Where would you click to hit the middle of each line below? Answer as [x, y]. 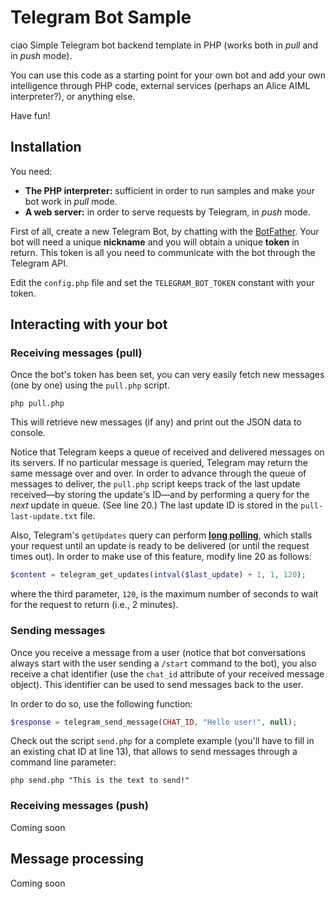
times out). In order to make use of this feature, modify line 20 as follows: [161, 557]
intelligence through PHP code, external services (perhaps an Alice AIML [160, 85]
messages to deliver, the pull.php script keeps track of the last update [155, 484]
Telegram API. [39, 263]
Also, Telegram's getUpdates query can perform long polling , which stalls [161, 535]
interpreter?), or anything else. [73, 96]
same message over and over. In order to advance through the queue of [158, 473]
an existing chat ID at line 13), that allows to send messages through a [154, 752]
